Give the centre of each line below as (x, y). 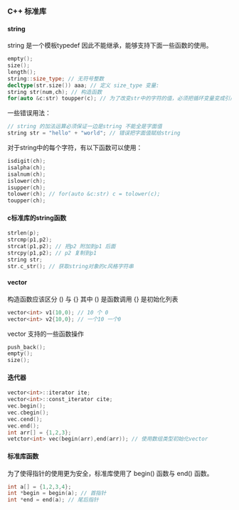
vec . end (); (23, 426)
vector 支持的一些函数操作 (46, 334)
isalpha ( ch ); (27, 168)
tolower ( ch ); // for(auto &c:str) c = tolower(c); (84, 194)
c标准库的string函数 (37, 218)
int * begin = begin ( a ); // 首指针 (57, 493)
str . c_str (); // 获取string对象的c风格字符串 (70, 266)
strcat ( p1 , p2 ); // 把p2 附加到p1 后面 (62, 247)
